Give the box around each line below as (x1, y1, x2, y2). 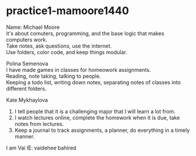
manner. (14, 132, 35, 140)
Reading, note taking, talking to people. (6, 72, 101, 79)
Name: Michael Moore (6, 24, 60, 31)
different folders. (6, 85, 47, 92)
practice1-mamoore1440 (6, 4, 129, 18)
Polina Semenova (6, 60, 48, 67)
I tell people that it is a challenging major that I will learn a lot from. (14, 108, 175, 115)
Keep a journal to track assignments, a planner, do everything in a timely (14, 127, 190, 134)
